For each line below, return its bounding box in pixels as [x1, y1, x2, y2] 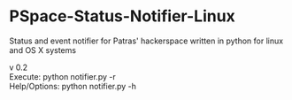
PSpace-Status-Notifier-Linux [9, 6, 236, 27]
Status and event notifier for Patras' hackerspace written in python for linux [9, 35, 284, 46]
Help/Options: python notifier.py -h [9, 81, 137, 91]
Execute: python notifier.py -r [9, 71, 117, 81]
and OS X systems [9, 44, 77, 55]
